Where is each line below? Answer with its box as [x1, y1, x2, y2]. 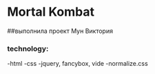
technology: [7, 44, 49, 53]
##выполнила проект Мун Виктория [7, 27, 114, 35]
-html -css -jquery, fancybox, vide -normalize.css [7, 60, 148, 68]
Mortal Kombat [7, 4, 95, 20]
